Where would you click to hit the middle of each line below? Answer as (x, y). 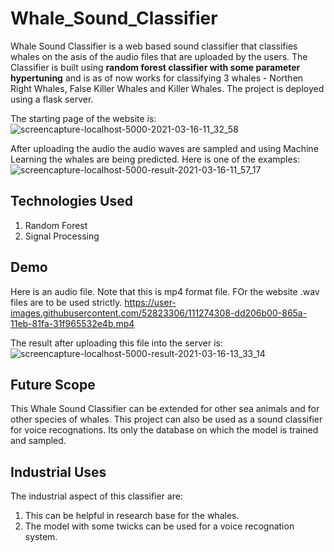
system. (41, 537)
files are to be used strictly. (66, 302)
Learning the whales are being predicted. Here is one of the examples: (155, 159)
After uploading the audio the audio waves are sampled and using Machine (164, 148)
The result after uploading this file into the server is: (117, 343)
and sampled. (38, 441)
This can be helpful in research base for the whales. (132, 516)
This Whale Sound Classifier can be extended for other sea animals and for (165, 409)
